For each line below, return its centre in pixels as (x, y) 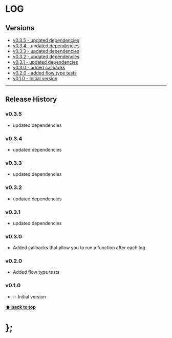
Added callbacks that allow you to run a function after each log (79, 248)
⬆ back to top (20, 307)
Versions (20, 28)
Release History (31, 99)
